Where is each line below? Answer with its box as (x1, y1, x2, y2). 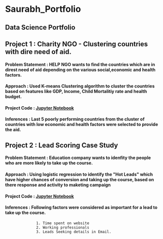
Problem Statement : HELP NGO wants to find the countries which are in (5, 61, 156, 67)
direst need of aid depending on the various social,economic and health (5, 67, 156, 73)
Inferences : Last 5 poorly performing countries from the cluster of (5, 116, 145, 122)
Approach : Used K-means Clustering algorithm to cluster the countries (5, 83, 155, 89)
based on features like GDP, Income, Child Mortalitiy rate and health (5, 88, 147, 94)
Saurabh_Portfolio (5, 3, 81, 15)
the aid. (5, 127, 21, 133)
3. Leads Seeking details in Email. (36, 229, 112, 234)
